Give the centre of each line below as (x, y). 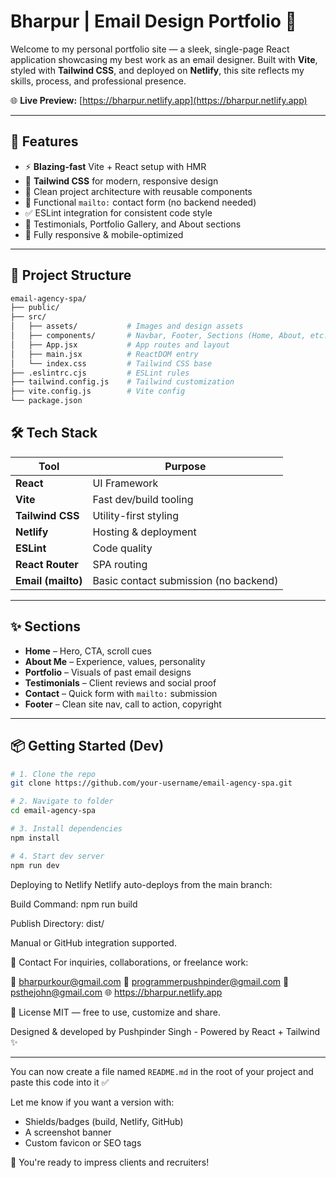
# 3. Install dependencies (66, 829)
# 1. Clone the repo (53, 774)
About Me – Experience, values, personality (115, 661)
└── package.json (46, 401)
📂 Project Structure (71, 275)
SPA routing (120, 564)
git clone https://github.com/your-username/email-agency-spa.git (151, 783)
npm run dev (35, 865)
